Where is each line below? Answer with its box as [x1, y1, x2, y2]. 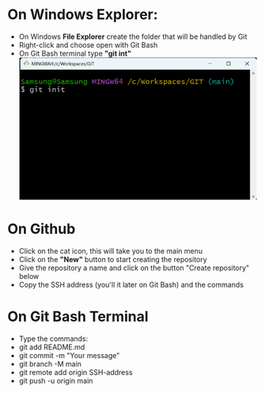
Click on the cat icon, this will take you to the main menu [18, 246, 203, 255]
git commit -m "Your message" [18, 350, 120, 360]
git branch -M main [18, 359, 82, 368]
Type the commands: [18, 334, 89, 343]
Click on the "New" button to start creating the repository [18, 254, 207, 264]
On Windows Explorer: [7, 6, 159, 24]
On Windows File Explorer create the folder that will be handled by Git [18, 32, 248, 41]
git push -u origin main [18, 376, 93, 385]
